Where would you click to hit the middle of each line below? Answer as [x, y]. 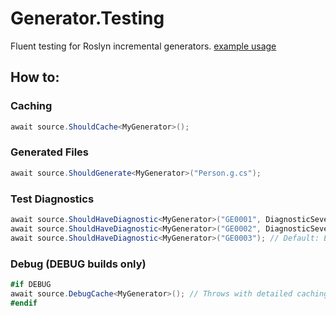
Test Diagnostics [52, 199]
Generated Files [50, 152]
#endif [24, 303]
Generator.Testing [87, 18]
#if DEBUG [31, 284]
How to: [35, 77]
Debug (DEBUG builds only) [78, 264]
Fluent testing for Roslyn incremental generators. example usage [143, 46]
